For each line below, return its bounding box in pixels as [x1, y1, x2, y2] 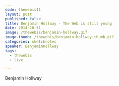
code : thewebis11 [5, 7, 41, 12]
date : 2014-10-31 [5, 26, 41, 30]
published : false [5, 16, 41, 21]
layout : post [5, 12, 32, 17]
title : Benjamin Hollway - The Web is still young [5, 21, 112, 26]
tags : [5, 48, 16, 53]
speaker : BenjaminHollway [5, 44, 59, 49]
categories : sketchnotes [5, 39, 57, 44]
